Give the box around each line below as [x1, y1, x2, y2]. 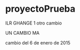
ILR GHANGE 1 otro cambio [5, 20, 62, 26]
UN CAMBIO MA [5, 30, 40, 36]
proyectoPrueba [5, 3, 75, 15]
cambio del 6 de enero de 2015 [5, 39, 70, 46]
